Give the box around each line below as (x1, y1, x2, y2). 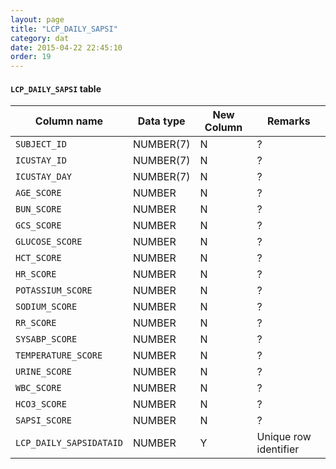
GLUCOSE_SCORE (15, 236, 83, 248)
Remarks (266, 114, 311, 128)
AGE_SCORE (15, 187, 62, 199)
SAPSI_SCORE (15, 415, 73, 426)
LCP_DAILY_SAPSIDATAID (15, 437, 123, 449)
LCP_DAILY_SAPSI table (10, 82, 102, 95)
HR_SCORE (15, 269, 57, 280)
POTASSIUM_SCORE (15, 285, 93, 296)
